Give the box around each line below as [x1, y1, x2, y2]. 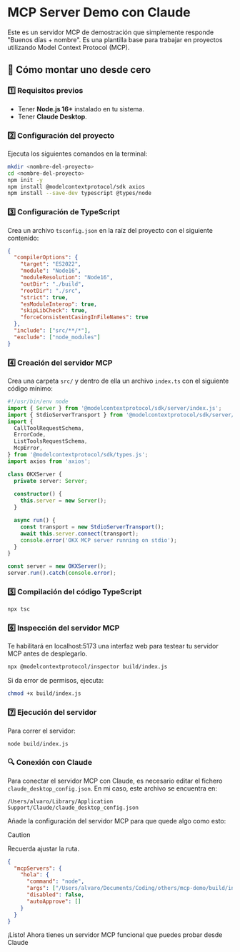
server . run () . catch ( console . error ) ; [7, 569, 116, 577]
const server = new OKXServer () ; [7, 563, 107, 570]
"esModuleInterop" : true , [20, 301, 98, 308]
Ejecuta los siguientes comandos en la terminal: [7, 149, 148, 158]
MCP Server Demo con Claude [7, 4, 191, 21]
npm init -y [7, 176, 43, 184]
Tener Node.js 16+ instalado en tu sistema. [17, 104, 144, 113]
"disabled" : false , [26, 891, 84, 898]
